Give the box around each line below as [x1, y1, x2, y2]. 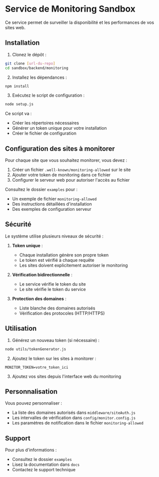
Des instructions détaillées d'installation [12, 201, 92, 207]
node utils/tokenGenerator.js [5, 346, 67, 352]
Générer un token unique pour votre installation [12, 125, 107, 131]
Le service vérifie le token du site [19, 281, 86, 287]
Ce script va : [5, 111, 32, 117]
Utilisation [5, 324, 37, 333]
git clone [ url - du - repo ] [5, 61, 55, 66]
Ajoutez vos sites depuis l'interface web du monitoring [12, 373, 122, 379]
